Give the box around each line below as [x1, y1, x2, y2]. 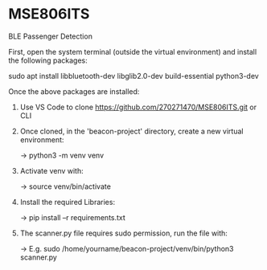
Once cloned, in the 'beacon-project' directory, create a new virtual [19, 126, 244, 136]
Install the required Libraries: [19, 197, 115, 207]
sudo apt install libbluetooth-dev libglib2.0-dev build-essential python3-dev [8, 71, 259, 80]
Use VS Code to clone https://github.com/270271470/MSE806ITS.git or [19, 102, 257, 112]
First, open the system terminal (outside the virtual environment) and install [8, 47, 257, 56]
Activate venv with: [19, 166, 84, 175]
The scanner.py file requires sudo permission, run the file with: [19, 228, 228, 238]
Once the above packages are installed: [8, 86, 140, 96]
